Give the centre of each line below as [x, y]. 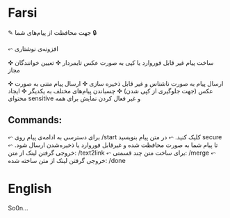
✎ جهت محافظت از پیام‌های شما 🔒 [52, 32]
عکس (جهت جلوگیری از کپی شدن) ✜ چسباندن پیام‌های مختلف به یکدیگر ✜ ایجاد [111, 91]
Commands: [35, 120]
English [30, 188]
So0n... [18, 208]
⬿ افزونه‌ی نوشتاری [33, 48]
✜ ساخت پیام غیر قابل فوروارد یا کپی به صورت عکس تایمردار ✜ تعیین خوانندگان [111, 62]
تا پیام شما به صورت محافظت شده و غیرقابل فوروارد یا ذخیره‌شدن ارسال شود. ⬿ [113, 145]
